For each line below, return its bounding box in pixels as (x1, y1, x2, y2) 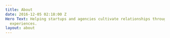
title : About (5, 7, 33, 12)
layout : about (5, 26, 35, 31)
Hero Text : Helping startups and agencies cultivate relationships (5, 16, 151, 21)
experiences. (10, 21, 37, 26)
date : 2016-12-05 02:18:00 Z (5, 12, 67, 17)
